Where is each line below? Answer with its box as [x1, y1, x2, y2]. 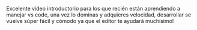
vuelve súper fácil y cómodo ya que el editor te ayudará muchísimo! [6, 18, 174, 24]
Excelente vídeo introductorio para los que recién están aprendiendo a [6, 5, 181, 12]
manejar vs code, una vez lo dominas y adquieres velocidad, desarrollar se [6, 11, 192, 18]
